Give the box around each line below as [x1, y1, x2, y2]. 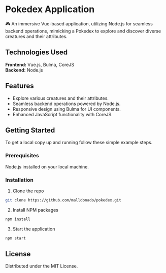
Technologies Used [5, 48, 68, 57]
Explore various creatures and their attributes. [12, 95, 109, 101]
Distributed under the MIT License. [5, 263, 78, 269]
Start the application [12, 226, 55, 232]
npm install [5, 217, 30, 222]
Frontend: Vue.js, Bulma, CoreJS [5, 61, 75, 67]
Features [5, 82, 34, 90]
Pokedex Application [5, 4, 95, 15]
